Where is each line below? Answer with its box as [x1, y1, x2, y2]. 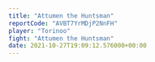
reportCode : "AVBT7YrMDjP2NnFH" [8, 19, 118, 27]
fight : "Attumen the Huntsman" [8, 34, 114, 43]
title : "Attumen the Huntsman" [8, 11, 114, 20]
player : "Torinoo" [8, 27, 71, 35]
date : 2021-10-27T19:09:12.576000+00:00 [8, 42, 148, 50]
